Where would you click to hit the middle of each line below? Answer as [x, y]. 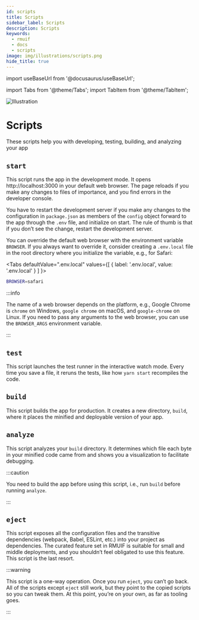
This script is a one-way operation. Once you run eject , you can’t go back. [97, 581]
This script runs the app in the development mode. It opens [79, 179]
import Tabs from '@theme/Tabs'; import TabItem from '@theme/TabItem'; [97, 90]
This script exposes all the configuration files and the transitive [83, 533]
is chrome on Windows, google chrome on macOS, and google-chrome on [93, 311]
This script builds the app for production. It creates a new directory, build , [97, 410]
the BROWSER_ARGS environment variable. [54, 324]
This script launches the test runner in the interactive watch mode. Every [95, 366]
